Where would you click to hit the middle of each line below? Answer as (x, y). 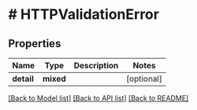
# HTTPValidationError (84, 15)
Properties (35, 44)
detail (23, 79)
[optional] (144, 79)
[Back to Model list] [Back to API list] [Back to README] (98, 98)
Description (96, 66)
